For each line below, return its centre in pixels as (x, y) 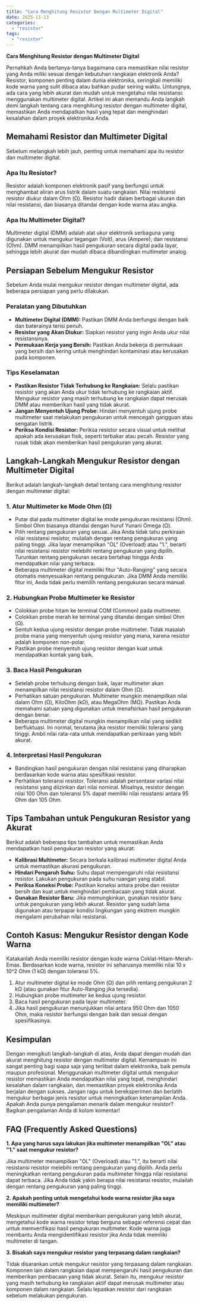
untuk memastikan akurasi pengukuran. (63, 866)
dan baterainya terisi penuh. (49, 326)
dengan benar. (32, 715)
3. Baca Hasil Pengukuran (44, 670)
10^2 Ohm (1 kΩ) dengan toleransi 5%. (53, 971)
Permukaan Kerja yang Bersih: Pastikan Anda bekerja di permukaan (99, 344)
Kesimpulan (29, 1039)
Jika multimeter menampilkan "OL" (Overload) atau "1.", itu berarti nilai (92, 1161)
